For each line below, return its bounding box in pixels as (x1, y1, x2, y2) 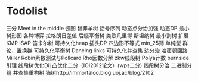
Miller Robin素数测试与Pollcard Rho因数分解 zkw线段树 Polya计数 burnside (6, 54, 190, 61)
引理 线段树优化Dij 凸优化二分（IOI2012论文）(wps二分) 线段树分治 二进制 (6, 61, 187, 69)
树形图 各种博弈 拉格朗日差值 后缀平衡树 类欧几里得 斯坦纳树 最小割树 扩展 (6, 31, 189, 39)
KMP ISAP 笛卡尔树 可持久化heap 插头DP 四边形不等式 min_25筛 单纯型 (6, 39, 182, 46)
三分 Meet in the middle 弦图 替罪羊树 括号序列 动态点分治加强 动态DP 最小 (6, 24, 190, 31)
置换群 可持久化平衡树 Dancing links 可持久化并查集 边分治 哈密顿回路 (16, 46, 188, 54)
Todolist (6, 4, 48, 18)
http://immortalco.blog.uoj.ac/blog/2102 (55, 69, 154, 76)
